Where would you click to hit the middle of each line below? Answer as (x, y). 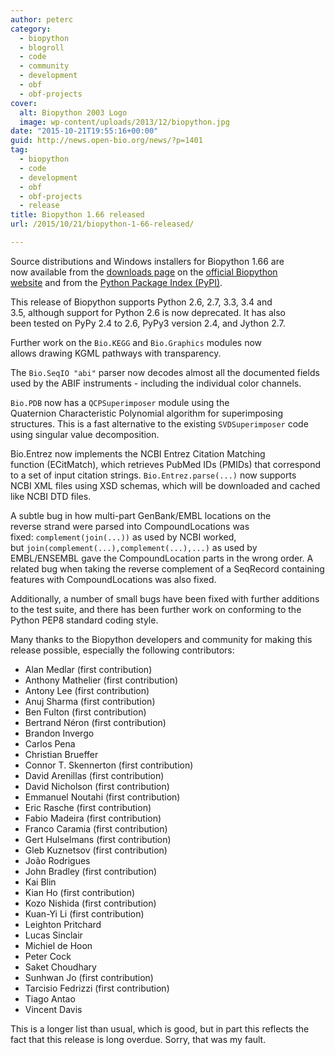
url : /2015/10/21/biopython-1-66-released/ (102, 224)
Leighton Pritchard (63, 924)
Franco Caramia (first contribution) (96, 828)
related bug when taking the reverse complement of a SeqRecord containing (167, 568)
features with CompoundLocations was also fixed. (113, 579)
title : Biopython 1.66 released (77, 215)
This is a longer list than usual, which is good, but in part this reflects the (160, 1028)
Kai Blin (40, 882)
